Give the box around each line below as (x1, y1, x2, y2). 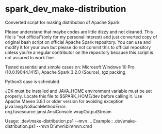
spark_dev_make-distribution (5, 3, 126, 15)
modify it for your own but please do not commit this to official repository (5, 44, 151, 50)
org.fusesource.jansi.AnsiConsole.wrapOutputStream (5, 108, 112, 115)
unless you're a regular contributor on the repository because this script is (5, 50, 154, 55)
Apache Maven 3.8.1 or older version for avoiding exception (5, 98, 124, 104)
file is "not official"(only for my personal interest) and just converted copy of (5, 34, 158, 40)
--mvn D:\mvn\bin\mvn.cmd (36, 123, 92, 129)
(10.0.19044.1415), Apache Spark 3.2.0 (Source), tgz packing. (5, 69, 127, 75)
